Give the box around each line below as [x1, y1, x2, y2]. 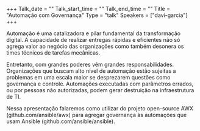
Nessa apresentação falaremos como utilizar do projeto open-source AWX [6, 105, 194, 112]
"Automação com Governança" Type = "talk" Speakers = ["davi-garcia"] [6, 12, 188, 19]
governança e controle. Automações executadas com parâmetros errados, [6, 80, 194, 87]
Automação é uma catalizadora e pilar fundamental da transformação [6, 30, 181, 37]
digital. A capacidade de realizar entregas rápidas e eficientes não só [6, 36, 180, 43]
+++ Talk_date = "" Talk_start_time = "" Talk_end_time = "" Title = [6, 5, 171, 12]
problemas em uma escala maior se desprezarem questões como [6, 74, 171, 81]
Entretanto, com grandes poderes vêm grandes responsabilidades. [6, 61, 174, 68]
